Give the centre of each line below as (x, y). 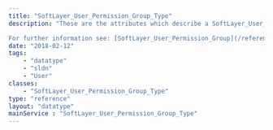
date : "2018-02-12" (41, 45)
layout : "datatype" (41, 106)
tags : (17, 54)
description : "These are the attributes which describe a (108, 24)
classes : (23, 83)
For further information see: (60, 38)
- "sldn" (38, 69)
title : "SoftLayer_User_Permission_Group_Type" (91, 16)
